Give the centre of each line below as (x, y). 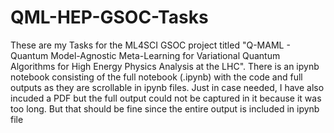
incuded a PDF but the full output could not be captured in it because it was (166, 98)
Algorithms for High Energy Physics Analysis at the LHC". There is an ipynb (165, 66)
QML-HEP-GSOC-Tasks (109, 17)
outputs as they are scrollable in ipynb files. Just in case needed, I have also (167, 87)
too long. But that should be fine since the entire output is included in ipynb (165, 108)
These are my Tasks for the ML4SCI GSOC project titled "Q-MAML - (150, 45)
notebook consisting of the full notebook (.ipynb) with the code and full (156, 77)
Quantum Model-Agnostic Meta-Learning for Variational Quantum (145, 55)
